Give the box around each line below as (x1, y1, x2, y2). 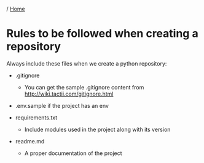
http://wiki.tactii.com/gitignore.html (24, 90, 114, 97)
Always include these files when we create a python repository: (6, 59, 167, 67)
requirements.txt (15, 113, 58, 121)
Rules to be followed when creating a (6, 27, 198, 40)
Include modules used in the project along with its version (24, 126, 171, 133)
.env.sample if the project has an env (15, 102, 109, 109)
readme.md (15, 137, 45, 145)
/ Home (6, 6, 26, 12)
